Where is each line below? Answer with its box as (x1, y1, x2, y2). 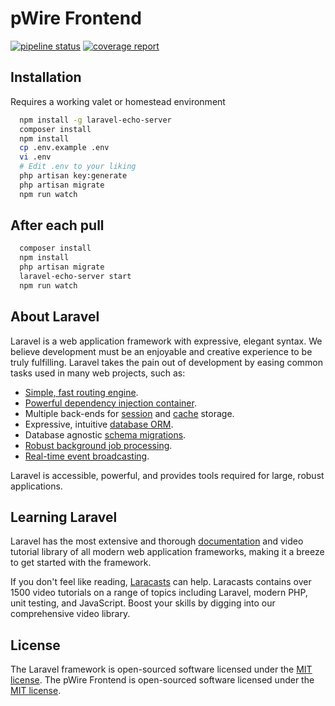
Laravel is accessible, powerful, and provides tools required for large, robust (10, 469, 325, 481)
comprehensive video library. (10, 608, 131, 620)
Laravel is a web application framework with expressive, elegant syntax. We (10, 335, 323, 347)
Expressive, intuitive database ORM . (24, 418, 174, 430)
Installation (10, 69, 82, 86)
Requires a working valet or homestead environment (10, 95, 226, 107)
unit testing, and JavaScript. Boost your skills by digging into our (10, 597, 276, 609)
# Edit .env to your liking (19, 162, 137, 172)
